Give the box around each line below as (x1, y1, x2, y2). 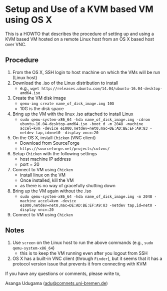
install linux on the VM (19, 172, 66, 178)
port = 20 (19, 161, 40, 167)
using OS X (5, 14, 52, 26)
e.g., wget (19, 85, 40, 91)
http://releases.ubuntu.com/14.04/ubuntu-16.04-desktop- (41, 86, 162, 91)
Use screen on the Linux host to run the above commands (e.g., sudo (12, 239, 153, 245)
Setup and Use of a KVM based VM (5, 4, 153, 15)
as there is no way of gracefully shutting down (19, 182, 116, 188)
